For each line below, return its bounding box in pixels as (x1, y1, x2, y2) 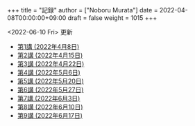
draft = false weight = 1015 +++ (67, 14, 158, 22)
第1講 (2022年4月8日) (17, 43, 80, 50)
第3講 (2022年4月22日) (17, 60, 85, 67)
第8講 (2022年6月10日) (17, 103, 83, 111)
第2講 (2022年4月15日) (17, 51, 83, 59)
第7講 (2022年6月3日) (17, 94, 80, 102)
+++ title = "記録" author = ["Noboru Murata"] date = (7, 6, 158, 14)
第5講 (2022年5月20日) (17, 77, 85, 85)
